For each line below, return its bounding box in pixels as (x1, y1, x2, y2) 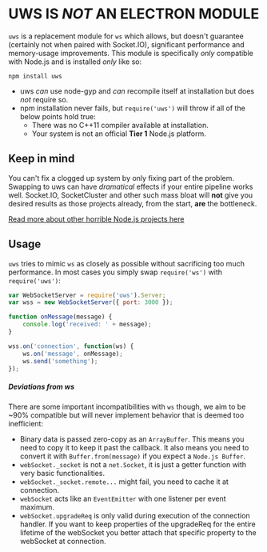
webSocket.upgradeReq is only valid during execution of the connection (19, 511, 250, 521)
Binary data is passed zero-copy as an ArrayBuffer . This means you (19, 434, 245, 444)
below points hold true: (19, 111, 96, 121)
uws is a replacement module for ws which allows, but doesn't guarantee (8, 31, 244, 41)
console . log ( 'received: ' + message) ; (22, 321, 152, 329)
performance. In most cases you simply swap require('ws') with (8, 267, 222, 277)
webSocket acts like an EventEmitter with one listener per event (19, 494, 226, 504)
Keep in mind (8, 152, 75, 166)
